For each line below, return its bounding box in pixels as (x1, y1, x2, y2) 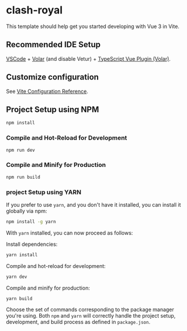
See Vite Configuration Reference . (6, 88, 89, 95)
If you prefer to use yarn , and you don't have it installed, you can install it (6, 201, 181, 208)
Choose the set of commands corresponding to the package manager (6, 306, 174, 313)
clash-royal (6, 4, 63, 17)
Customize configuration (6, 72, 99, 82)
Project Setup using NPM (6, 104, 99, 114)
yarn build (6, 295, 33, 301)
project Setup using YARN (6, 188, 82, 196)
